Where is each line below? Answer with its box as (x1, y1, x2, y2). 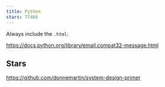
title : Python (6, 8, 41, 15)
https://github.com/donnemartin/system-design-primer (6, 74, 141, 81)
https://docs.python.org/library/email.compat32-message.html (6, 42, 158, 49)
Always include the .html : (6, 30, 69, 37)
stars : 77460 (6, 14, 38, 20)
